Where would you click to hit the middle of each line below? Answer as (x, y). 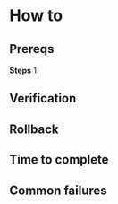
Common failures (58, 190)
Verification (43, 98)
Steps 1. (24, 70)
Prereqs (32, 49)
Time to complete (59, 160)
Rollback (34, 129)
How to (36, 16)
